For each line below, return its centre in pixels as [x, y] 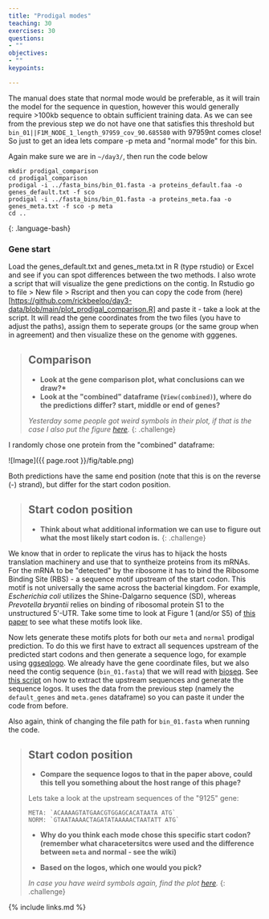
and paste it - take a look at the [209, 310]
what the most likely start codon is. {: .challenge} [123, 537]
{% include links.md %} [47, 907]
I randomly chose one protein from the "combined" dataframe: [112, 445]
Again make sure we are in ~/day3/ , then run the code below [108, 156]
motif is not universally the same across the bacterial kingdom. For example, [134, 587]
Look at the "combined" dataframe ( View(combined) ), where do [146, 396]
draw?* [53, 388]
